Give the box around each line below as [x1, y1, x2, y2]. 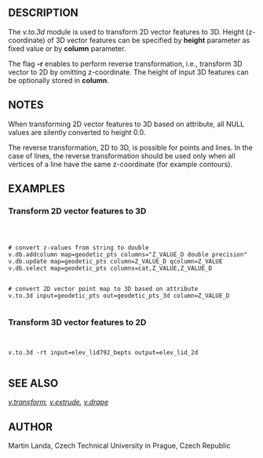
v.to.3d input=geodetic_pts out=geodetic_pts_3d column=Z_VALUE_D [8, 292, 230, 300]
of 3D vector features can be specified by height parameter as [46, 35, 250, 45]
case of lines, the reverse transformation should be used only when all [8, 151, 236, 160]
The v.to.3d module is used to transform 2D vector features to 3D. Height [8, 27, 245, 36]
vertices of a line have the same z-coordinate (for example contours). [8, 159, 233, 169]
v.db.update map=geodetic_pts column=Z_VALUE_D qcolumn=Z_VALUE [8, 258, 223, 266]
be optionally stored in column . [8, 75, 110, 85]
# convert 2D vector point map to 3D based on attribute [8, 285, 199, 293]
